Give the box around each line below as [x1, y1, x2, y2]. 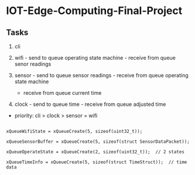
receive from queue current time [23, 90, 102, 96]
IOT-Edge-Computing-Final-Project [6, 4, 183, 18]
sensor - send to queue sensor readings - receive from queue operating [14, 72, 189, 78]
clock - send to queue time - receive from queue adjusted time [14, 101, 166, 108]
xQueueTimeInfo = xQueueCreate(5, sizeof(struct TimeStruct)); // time [6, 159, 187, 165]
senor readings [14, 60, 52, 67]
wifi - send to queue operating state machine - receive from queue [14, 54, 176, 61]
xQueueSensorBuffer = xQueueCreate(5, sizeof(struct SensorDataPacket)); [6, 139, 190, 145]
